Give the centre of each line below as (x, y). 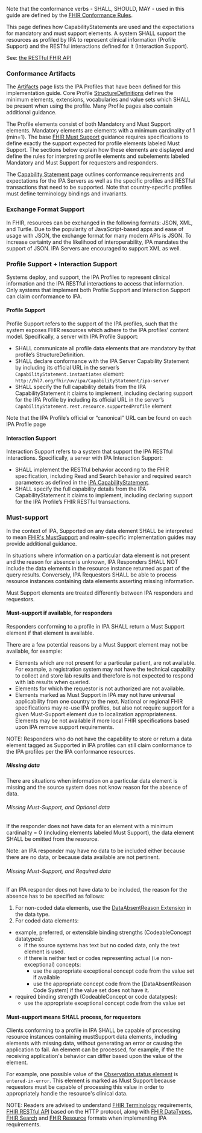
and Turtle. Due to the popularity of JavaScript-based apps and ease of (95, 229)
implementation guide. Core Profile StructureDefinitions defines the (90, 93)
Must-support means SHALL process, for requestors (74, 1017)
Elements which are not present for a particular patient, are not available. (105, 662)
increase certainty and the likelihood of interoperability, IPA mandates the (97, 242)
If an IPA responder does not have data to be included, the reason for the (97, 890)
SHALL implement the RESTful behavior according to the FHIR (92, 470)
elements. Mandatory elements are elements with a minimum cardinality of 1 (101, 131)
